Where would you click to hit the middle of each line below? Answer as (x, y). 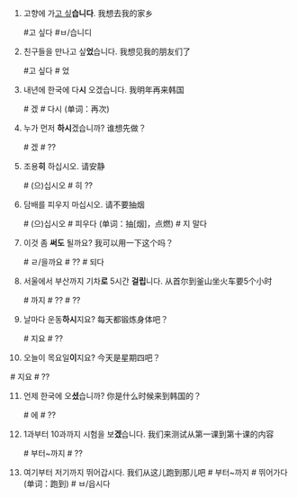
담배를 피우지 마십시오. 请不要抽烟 (84, 204)
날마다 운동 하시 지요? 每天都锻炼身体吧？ (96, 319)
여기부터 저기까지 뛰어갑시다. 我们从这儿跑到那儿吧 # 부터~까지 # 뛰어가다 (155, 472)
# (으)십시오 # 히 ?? (58, 185)
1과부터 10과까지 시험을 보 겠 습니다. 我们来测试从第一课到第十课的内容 (148, 434)
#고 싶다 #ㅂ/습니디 (58, 32)
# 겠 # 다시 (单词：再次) (67, 109)
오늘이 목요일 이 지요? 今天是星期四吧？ (92, 357)
